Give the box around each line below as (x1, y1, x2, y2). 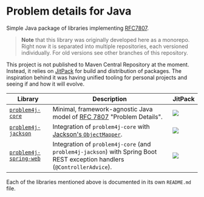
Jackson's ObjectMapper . (52, 130, 123, 138)
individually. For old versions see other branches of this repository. (21, 49, 188, 56)
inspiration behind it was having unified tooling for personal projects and (6, 74, 188, 81)
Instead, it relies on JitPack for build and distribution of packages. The (6, 67, 182, 74)
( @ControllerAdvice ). (52, 162, 112, 171)
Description (92, 94, 127, 103)
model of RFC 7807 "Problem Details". (52, 112, 163, 121)
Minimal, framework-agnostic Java (52, 105, 153, 113)
